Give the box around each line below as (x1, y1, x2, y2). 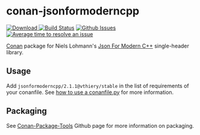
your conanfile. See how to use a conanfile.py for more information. (6, 89, 174, 96)
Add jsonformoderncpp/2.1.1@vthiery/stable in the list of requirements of (6, 82, 190, 89)
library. (6, 48, 24, 55)
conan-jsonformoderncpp (6, 4, 140, 18)
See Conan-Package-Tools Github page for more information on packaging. (6, 122, 195, 129)
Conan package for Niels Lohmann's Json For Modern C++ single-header (6, 42, 190, 49)
